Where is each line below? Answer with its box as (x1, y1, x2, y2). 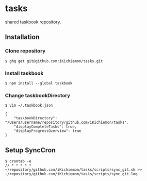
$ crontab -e (5, 159, 32, 164)
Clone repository (5, 48, 46, 54)
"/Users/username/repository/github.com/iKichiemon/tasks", (5, 120, 130, 125)
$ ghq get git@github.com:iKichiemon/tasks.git (5, 59, 103, 64)
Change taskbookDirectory (5, 92, 70, 99)
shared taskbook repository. (5, 19, 62, 25)
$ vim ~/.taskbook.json (5, 103, 53, 108)
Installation (5, 33, 40, 41)
